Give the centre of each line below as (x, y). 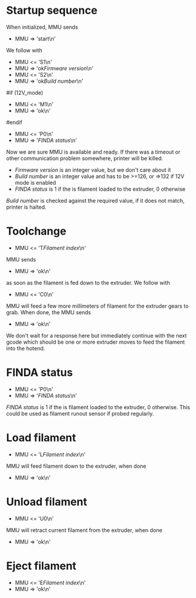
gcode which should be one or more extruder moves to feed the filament (96, 342)
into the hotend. (26, 348)
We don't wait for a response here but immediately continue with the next (97, 335)
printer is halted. (26, 207)
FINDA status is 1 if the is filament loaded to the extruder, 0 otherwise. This (98, 407)
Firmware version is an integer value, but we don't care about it (93, 170)
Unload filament (47, 502)
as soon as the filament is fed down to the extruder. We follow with (88, 283)
